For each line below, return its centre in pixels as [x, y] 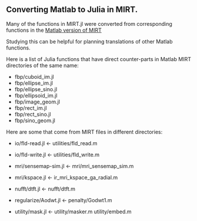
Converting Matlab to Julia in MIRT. [72, 10]
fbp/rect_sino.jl [33, 114]
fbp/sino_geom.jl [35, 120]
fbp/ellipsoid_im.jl [36, 95]
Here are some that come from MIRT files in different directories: [84, 132]
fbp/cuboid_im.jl [34, 76]
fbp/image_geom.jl [37, 102]
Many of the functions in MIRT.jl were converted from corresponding [89, 24]
